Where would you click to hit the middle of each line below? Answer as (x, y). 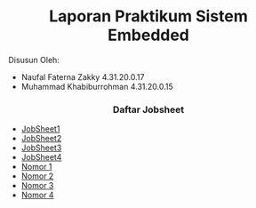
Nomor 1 (36, 167)
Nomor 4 (37, 195)
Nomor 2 (37, 176)
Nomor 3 (37, 186)
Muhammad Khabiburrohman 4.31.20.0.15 (97, 86)
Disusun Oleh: (34, 60)
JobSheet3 (41, 148)
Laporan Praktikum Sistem (148, 16)
